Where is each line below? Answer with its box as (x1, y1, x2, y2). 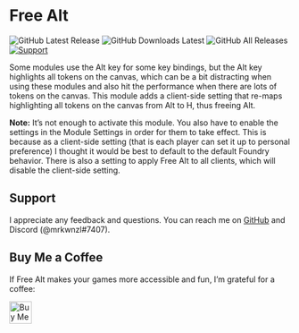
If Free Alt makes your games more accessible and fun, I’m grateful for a (9, 274, 275, 285)
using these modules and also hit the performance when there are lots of (9, 81, 278, 91)
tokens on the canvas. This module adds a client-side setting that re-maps (9, 90, 283, 101)
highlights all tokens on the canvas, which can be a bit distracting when (9, 71, 272, 81)
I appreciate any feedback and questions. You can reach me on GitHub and (9, 214, 286, 225)
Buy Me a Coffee (9, 250, 104, 265)
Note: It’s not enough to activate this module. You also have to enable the (9, 117, 278, 128)
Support (9, 191, 56, 206)
